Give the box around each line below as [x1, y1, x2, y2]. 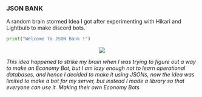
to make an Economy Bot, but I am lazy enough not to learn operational [6, 64, 186, 72]
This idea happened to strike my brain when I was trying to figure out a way [6, 58, 196, 66]
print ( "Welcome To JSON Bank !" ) [6, 36, 91, 42]
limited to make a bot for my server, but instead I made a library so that [6, 77, 185, 85]
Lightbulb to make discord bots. [6, 24, 86, 31]
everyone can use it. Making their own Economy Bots [6, 84, 140, 91]
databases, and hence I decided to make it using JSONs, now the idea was [6, 71, 195, 78]
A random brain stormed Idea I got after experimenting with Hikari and [6, 18, 182, 25]
